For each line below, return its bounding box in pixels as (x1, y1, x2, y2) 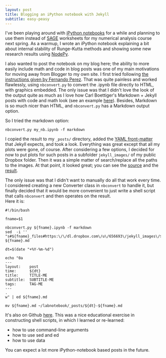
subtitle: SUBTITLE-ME (5, 277, 54, 283)
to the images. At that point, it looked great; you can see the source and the (5, 162, 159, 169)
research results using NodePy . (5, 51, 69, 57)
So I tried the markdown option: (5, 118, 70, 124)
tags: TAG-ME (5, 282, 43, 287)
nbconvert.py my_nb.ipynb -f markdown (5, 127, 85, 132)
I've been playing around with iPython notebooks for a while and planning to (5, 30, 160, 36)
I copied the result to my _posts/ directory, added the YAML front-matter (5, 136, 153, 142)
